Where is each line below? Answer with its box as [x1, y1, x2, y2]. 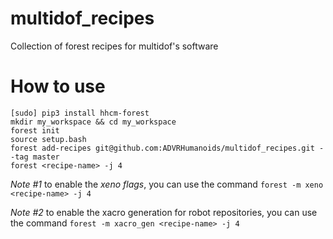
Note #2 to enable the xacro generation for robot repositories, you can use [10, 206, 318, 218]
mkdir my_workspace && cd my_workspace [10, 117, 177, 127]
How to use [10, 75, 106, 98]
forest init [10, 125, 60, 136]
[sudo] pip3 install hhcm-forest [10, 108, 150, 118]
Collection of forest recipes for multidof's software [10, 40, 219, 52]
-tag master [10, 152, 60, 162]
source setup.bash [10, 134, 87, 144]
